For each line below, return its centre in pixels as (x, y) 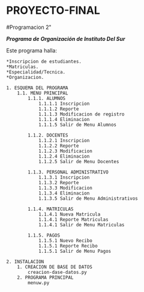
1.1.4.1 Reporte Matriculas (73, 219)
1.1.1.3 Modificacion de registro (81, 114)
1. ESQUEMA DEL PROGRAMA (37, 88)
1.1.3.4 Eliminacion (64, 193)
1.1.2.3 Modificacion (65, 151)
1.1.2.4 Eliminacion (64, 156)
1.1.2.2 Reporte (58, 146)
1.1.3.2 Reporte (58, 182)
